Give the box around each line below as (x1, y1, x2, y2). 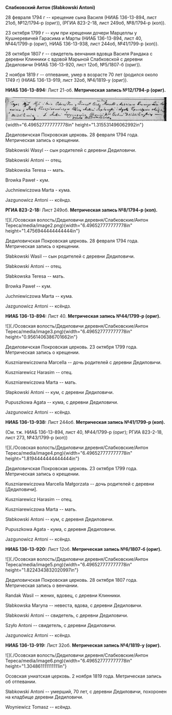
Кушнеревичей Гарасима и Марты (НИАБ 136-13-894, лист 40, (5, 35, 142, 41)
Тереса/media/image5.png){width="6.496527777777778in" (5, 561, 132, 567)
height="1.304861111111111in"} (5, 663, 67, 669)
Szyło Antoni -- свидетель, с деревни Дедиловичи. (5, 622, 116, 628)
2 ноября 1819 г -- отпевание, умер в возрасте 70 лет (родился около (5, 71, 158, 78)
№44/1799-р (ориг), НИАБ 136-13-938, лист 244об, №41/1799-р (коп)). (5, 41, 159, 47)
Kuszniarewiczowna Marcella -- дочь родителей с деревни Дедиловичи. (5, 359, 162, 365)
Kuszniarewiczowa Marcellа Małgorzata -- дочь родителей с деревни (5, 480, 155, 487)
